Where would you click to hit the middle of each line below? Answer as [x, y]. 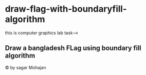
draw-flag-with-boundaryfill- [66, 9]
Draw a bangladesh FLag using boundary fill [73, 48]
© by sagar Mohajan [26, 67]
